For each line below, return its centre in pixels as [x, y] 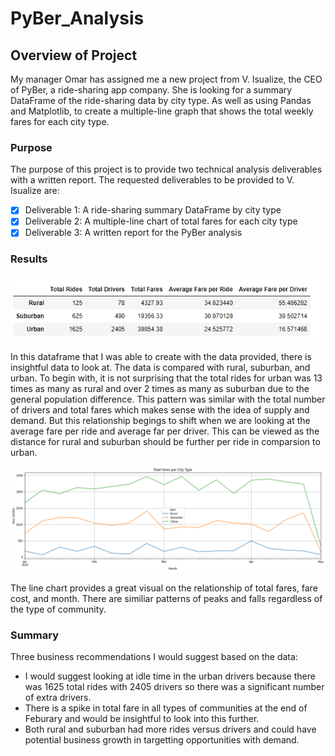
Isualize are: [35, 191]
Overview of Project [74, 55]
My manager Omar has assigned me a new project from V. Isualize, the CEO [166, 79]
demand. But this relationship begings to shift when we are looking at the [160, 420]
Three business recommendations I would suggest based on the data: [154, 657]
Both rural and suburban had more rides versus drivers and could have [170, 729]
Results [29, 259]
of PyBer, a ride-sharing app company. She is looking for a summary [151, 90]
